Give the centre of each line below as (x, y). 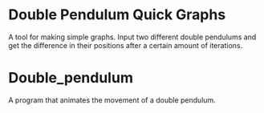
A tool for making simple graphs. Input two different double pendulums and (132, 37)
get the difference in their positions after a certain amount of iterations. (126, 45)
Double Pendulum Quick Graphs (117, 15)
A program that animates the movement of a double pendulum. (112, 100)
